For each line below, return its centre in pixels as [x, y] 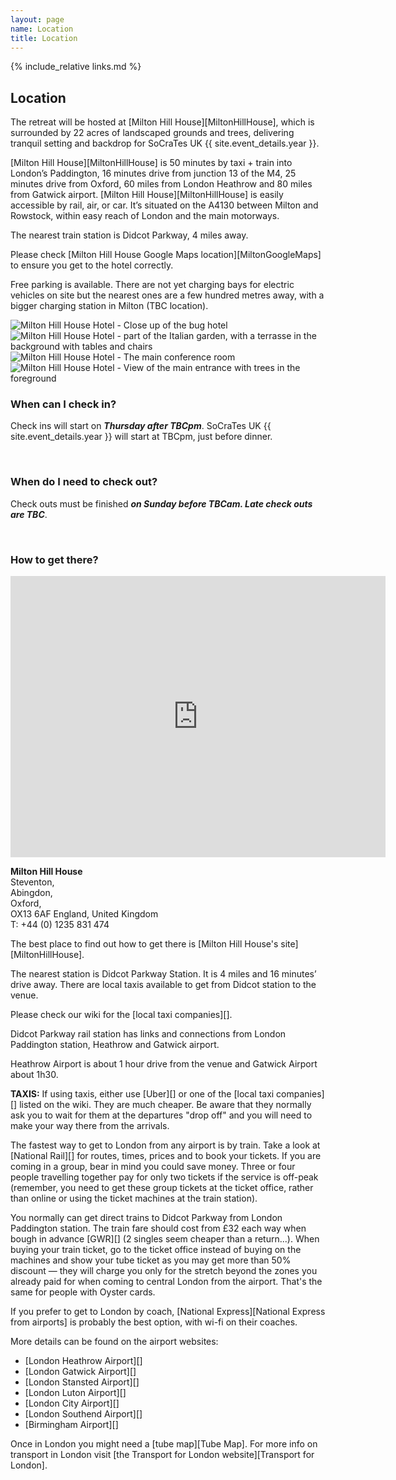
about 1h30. [34, 1075]
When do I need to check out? [84, 482]
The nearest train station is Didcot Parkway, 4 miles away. [129, 235]
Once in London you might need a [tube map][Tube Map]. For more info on [164, 1444]
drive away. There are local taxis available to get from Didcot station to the [163, 985]
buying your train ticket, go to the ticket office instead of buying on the [156, 1250]
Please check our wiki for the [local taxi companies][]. [121, 1015]
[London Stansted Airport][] [82, 1382]
